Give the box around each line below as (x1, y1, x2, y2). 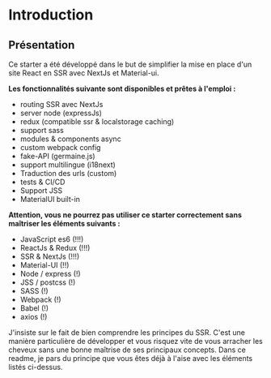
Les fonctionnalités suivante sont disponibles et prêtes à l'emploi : (8, 84, 236, 93)
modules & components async (19, 134, 121, 144)
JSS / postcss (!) (19, 277, 76, 287)
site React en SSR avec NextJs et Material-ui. (8, 68, 159, 78)
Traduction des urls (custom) (19, 169, 117, 178)
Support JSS (19, 186, 63, 195)
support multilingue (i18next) (19, 160, 116, 170)
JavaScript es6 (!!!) (19, 234, 84, 244)
